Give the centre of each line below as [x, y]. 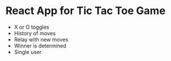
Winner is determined [40, 46]
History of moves [35, 33]
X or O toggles [31, 27]
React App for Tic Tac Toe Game [85, 11]
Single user [28, 52]
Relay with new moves [41, 39]
